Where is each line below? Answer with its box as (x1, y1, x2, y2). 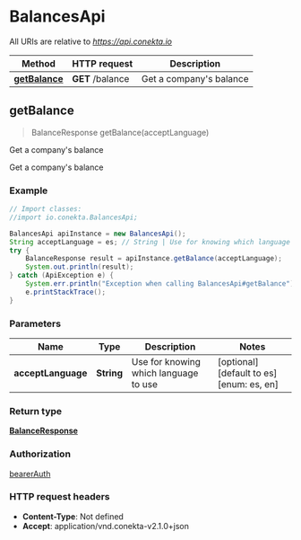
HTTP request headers (9, 491, 110, 503)
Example (9, 184, 48, 197)
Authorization (9, 447, 72, 460)
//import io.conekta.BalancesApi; (9, 213, 139, 222)
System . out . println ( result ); (25, 262, 134, 271)
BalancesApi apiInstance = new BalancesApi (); (9, 229, 186, 238)
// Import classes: (9, 205, 82, 214)
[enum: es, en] (217, 377, 279, 390)
